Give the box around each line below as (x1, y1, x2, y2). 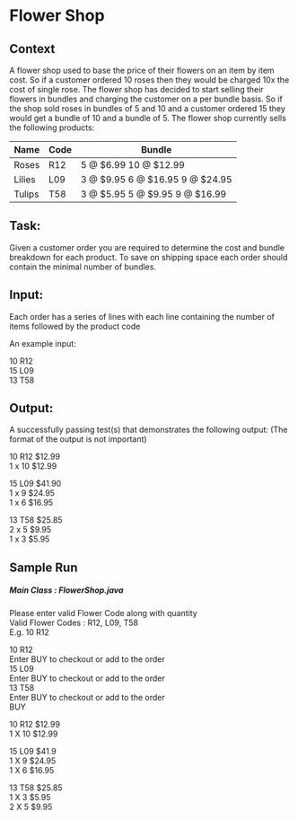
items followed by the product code (9, 321, 141, 331)
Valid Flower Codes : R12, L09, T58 (9, 617, 139, 628)
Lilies (13, 173, 36, 185)
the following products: (9, 122, 95, 133)
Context (9, 41, 56, 57)
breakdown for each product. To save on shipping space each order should (9, 251, 288, 262)
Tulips (13, 188, 39, 200)
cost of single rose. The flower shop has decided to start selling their (9, 84, 264, 94)
